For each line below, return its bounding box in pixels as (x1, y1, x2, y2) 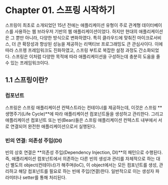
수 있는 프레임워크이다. (5, 60, 50, 66)
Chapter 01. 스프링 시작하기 (5, 5, 115, 16)
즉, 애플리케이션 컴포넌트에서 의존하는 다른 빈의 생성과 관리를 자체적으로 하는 (5, 155, 155, 161)
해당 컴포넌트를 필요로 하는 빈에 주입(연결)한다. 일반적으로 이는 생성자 (18, 168, 154, 174)
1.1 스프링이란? (5, 76, 49, 84)
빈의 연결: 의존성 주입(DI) (5, 137, 63, 144)
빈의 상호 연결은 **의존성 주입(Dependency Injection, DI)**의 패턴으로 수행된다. (5, 149, 163, 155)
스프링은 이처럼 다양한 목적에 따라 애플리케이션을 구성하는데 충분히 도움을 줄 (12, 53, 160, 59)
